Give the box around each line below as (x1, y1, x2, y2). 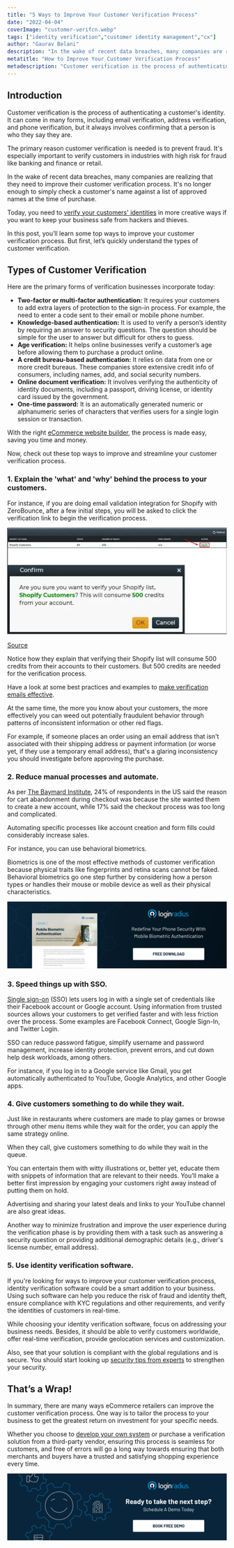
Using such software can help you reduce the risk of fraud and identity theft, (7, 1291, 227, 1299)
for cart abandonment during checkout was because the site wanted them (7, 795, 221, 803)
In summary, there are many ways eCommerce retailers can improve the (7, 1401, 214, 1410)
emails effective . (7, 690, 54, 699)
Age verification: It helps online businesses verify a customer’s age (17, 341, 212, 349)
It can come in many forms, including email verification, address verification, (7, 115, 226, 124)
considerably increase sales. (7, 831, 89, 840)
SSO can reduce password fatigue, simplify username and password (7, 1038, 204, 1046)
